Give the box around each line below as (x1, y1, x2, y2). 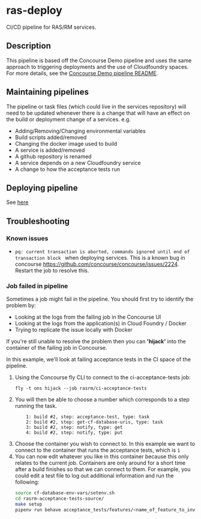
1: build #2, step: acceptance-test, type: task (26, 414, 150, 420)
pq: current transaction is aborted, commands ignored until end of (14, 249, 190, 255)
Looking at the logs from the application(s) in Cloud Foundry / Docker (14, 320, 187, 327)
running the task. (14, 403, 57, 410)
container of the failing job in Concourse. (6, 344, 107, 352)
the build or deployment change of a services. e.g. (6, 115, 131, 123)
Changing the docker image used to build (14, 140, 118, 147)
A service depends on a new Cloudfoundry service (14, 159, 141, 166)
